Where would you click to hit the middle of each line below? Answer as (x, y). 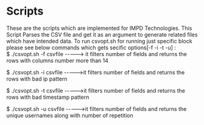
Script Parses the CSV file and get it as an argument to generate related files (102, 34)
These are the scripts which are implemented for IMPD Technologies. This (99, 28)
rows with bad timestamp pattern (48, 97)
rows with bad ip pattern (37, 79)
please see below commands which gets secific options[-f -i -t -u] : (91, 48)
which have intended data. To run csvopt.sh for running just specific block (100, 41)
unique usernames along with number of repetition (70, 115)
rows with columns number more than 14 (57, 60)
